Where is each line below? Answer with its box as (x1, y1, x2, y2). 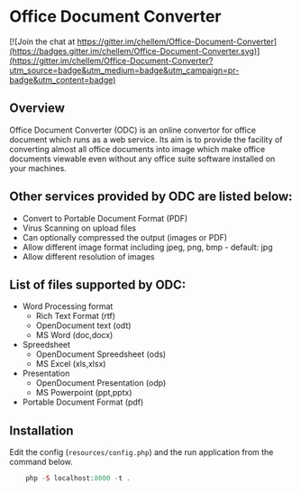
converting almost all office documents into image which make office (9, 143, 266, 154)
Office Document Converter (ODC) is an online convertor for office (9, 124, 257, 135)
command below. (9, 457, 74, 468)
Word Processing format (22, 301, 114, 312)
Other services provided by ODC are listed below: (9, 189, 293, 205)
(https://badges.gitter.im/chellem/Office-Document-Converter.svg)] (9, 45, 260, 56)
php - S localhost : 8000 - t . (25, 474, 131, 483)
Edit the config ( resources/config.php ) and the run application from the (9, 447, 274, 458)
